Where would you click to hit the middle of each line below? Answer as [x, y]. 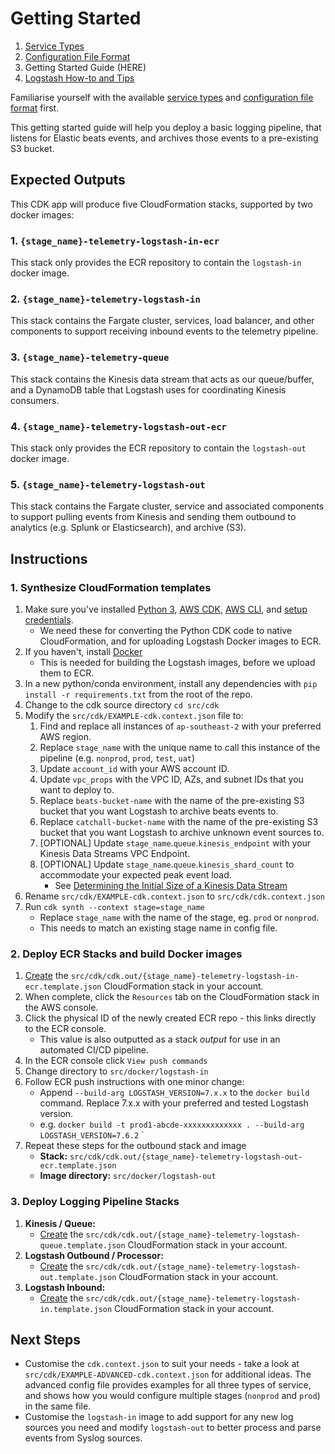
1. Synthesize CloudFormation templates [111, 587]
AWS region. [65, 736]
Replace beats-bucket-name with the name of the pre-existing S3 [172, 800]
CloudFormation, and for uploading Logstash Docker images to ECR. [180, 641]
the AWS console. [61, 1008]
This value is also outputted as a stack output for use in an [160, 1039]
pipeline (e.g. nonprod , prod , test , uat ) [117, 758]
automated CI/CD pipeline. [94, 1050]
